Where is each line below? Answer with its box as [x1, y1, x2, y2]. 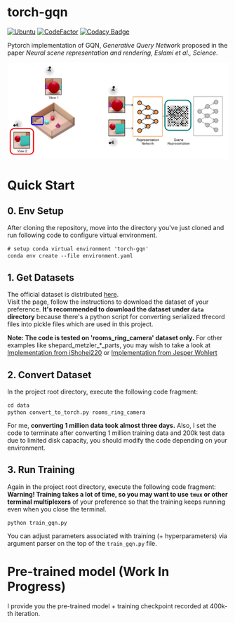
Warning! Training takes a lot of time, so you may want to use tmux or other [7, 490, 228, 498]
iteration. [14, 609, 41, 617]
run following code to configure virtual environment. [7, 231, 158, 239]
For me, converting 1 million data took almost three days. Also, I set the [7, 421, 217, 429]
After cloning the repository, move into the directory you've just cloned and [7, 224, 224, 232]
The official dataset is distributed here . [7, 290, 119, 299]
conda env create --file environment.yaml [7, 253, 133, 260]
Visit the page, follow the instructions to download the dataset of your [7, 297, 209, 306]
